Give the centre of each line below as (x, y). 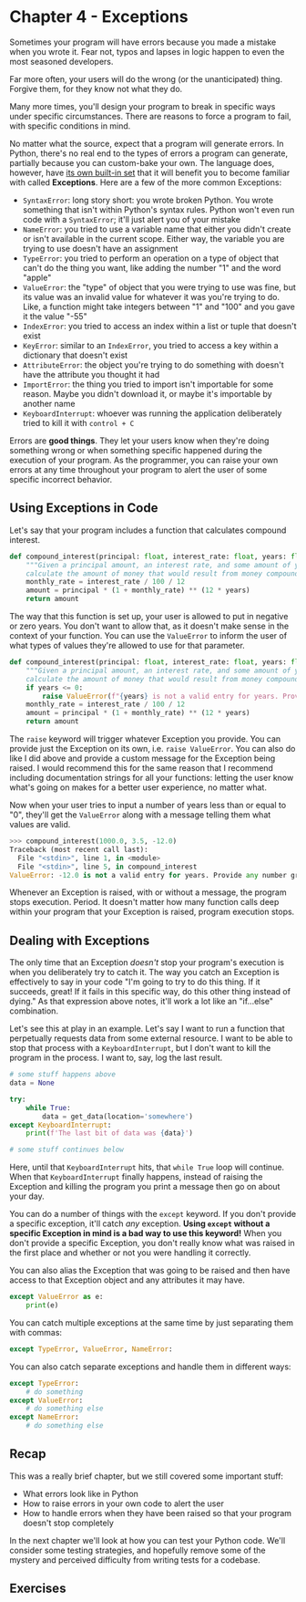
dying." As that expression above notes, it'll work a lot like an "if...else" (142, 1002)
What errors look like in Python (81, 1493)
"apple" (37, 277)
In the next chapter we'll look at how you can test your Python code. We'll (148, 1540)
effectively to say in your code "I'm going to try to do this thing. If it (135, 982)
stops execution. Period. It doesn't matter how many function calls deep (144, 902)
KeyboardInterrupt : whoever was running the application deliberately (152, 413)
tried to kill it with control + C (78, 422)
